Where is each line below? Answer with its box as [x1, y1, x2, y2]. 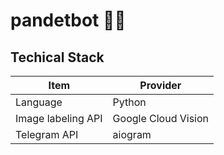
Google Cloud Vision [112, 112, 210, 125]
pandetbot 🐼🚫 [10, 9, 127, 32]
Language [15, 95, 63, 109]
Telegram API [15, 128, 79, 141]
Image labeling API [15, 112, 103, 125]
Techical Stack [10, 49, 105, 66]
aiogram [112, 128, 152, 141]
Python [112, 95, 147, 109]
